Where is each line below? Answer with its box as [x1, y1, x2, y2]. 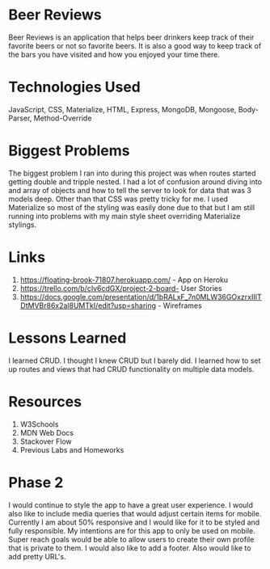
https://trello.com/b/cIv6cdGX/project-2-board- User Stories [19, 283, 222, 293]
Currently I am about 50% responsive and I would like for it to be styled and [8, 517, 260, 527]
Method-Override [33, 113, 92, 123]
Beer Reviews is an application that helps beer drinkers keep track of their [8, 32, 255, 42]
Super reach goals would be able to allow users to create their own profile [8, 534, 255, 544]
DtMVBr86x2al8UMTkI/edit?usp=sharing [19, 301, 156, 310]
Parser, [8, 113, 32, 123]
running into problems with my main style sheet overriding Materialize [8, 211, 241, 221]
